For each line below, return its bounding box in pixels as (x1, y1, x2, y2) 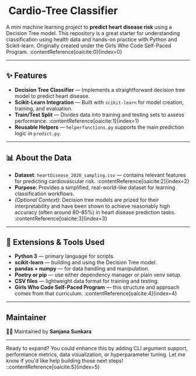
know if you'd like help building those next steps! (6, 357, 124, 364)
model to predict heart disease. (14, 92, 90, 99)
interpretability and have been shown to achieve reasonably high (14, 202, 170, 209)
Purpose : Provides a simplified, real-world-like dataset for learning (14, 184, 176, 191)
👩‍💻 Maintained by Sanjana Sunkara (6, 328, 92, 335)
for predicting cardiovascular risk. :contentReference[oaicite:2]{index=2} (14, 177, 190, 185)
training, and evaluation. (14, 105, 73, 112)
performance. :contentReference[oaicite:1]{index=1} (14, 117, 139, 124)
